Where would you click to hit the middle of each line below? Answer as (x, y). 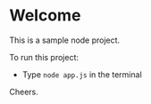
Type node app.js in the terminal (82, 74)
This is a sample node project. (65, 40)
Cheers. (24, 92)
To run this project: (44, 57)
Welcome (45, 16)
